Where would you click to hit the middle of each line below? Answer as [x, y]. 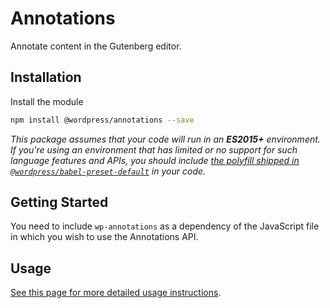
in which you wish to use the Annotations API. [104, 237]
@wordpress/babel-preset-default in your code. [108, 171]
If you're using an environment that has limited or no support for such [154, 149]
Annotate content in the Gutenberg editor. [96, 46]
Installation [46, 77]
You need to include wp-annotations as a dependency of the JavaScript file [165, 226]
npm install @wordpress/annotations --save [102, 120]
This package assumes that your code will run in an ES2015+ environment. [165, 139]
